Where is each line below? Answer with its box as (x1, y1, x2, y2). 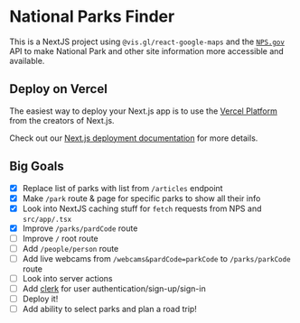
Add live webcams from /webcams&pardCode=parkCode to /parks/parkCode (22, 253, 291, 263)
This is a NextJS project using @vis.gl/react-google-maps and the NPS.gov (9, 36, 285, 47)
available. (9, 55, 45, 66)
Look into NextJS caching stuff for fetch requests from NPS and (22, 203, 262, 214)
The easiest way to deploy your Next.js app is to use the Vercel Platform (9, 106, 278, 116)
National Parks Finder (9, 6, 175, 27)
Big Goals (9, 159, 65, 174)
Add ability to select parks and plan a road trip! (22, 304, 197, 315)
